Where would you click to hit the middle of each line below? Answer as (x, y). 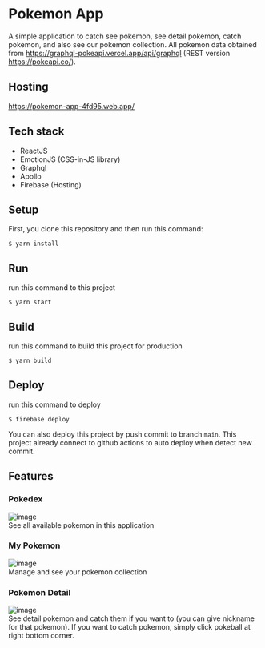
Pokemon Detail (40, 592)
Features (31, 476)
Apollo (30, 176)
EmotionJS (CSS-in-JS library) (70, 159)
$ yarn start (30, 302)
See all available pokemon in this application (81, 525)
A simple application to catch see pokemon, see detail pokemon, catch (125, 36)
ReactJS (34, 151)
